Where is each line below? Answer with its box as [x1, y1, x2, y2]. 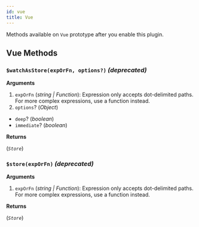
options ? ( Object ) [14, 104, 59, 111]
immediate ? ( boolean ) [14, 122, 68, 129]
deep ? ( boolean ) [14, 115, 54, 122]
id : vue [6, 8, 26, 15]
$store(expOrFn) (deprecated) [6, 159, 94, 168]
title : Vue [6, 14, 33, 20]
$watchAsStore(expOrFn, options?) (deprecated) [6, 66, 148, 74]
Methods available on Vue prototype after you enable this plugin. [6, 30, 164, 38]
